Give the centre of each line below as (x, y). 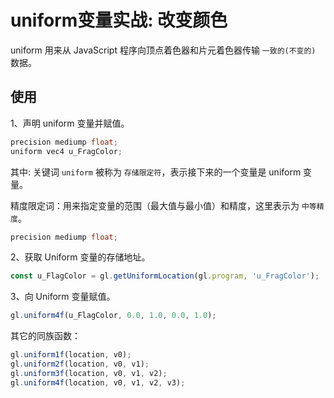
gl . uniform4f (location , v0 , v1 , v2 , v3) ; (98, 382)
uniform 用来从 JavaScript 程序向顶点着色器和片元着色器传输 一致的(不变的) (163, 50)
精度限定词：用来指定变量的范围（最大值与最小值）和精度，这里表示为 (155, 205)
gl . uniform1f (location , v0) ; (71, 355)
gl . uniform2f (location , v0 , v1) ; (80, 364)
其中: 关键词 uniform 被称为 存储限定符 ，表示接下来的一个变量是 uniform (156, 172)
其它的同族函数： (45, 336)
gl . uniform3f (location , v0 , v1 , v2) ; (89, 373)
